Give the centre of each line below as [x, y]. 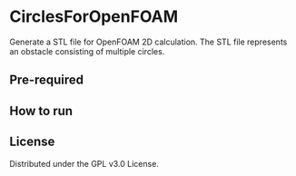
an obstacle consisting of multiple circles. [87, 51]
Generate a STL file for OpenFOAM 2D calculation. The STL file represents [148, 42]
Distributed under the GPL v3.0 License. [84, 163]
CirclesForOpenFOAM [94, 17]
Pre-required [47, 80]
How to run [41, 111]
